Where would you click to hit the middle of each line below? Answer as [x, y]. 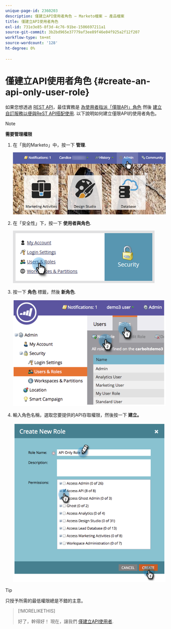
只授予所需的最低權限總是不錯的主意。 [45, 601]
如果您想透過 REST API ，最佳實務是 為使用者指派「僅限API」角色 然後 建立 [83, 107]
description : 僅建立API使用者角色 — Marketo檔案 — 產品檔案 [65, 16]
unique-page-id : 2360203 [32, 11]
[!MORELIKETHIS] [36, 611]
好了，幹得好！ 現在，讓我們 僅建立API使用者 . [66, 621]
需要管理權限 [19, 134]
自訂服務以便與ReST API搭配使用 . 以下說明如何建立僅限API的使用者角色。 [82, 113]
